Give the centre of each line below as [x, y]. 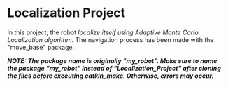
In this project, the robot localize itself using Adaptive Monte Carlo [103, 32]
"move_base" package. [41, 47]
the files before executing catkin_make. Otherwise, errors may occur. [111, 76]
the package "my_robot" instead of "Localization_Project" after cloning [114, 68]
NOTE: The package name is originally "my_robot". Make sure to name [112, 60]
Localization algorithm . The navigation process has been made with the [111, 39]
